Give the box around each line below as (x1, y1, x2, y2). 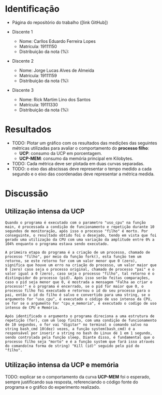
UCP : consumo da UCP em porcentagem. (19, 150, 103, 156)
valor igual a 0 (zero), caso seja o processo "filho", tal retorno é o (5, 271, 155, 276)
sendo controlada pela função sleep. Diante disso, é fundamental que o (5, 335, 155, 340)
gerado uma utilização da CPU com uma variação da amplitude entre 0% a (5, 237, 155, 242)
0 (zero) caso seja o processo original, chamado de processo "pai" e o (5, 267, 155, 272)
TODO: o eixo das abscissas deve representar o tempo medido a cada (12, 166, 152, 172)
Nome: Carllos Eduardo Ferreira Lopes (19, 38, 96, 44)
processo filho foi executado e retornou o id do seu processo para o (5, 288, 150, 293)
